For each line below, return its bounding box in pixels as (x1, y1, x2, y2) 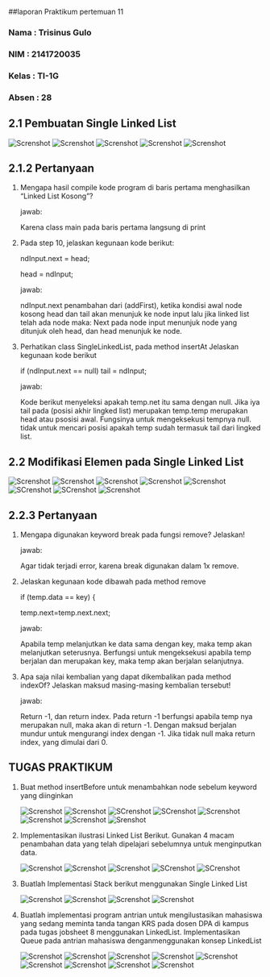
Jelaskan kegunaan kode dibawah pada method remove (19, 576, 206, 586)
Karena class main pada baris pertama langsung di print (19, 222, 206, 232)
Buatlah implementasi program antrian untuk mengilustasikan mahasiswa (19, 910, 263, 920)
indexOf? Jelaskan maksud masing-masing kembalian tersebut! (19, 680, 231, 690)
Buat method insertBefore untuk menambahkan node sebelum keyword (19, 782, 257, 792)
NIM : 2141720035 (8, 48, 81, 60)
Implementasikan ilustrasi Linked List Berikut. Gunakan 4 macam (19, 830, 235, 840)
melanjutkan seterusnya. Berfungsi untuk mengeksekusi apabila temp (19, 647, 251, 657)
